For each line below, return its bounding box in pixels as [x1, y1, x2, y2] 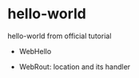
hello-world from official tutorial [7, 31, 112, 41]
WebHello [18, 46, 52, 56]
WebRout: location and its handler [18, 61, 131, 72]
